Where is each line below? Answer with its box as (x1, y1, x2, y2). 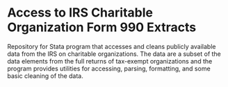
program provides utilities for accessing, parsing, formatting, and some (7, 64, 211, 72)
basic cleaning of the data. (7, 71, 83, 80)
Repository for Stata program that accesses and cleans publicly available (7, 42, 216, 50)
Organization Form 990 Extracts (7, 19, 197, 35)
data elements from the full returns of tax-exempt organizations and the (7, 57, 213, 65)
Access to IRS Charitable (7, 5, 153, 21)
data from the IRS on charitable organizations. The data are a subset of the (7, 50, 221, 58)
